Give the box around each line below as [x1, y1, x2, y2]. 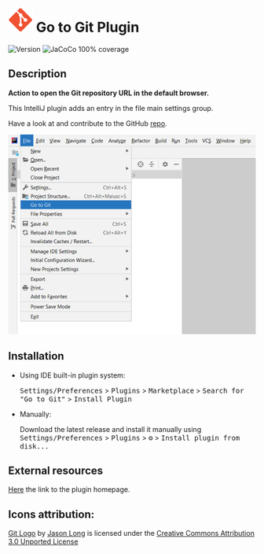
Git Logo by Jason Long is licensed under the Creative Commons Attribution [8, 529, 255, 538]
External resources [8, 464, 104, 478]
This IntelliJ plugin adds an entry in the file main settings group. [8, 103, 214, 113]
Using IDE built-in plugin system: [19, 370, 126, 380]
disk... [19, 441, 49, 451]
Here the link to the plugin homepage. [8, 485, 130, 494]
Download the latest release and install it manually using [19, 424, 202, 434]
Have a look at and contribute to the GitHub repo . [8, 118, 167, 128]
